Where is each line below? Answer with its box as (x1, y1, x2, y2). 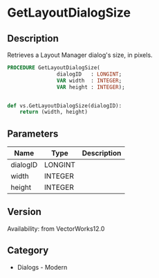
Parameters (7, 128, 59, 139)
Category (7, 245, 49, 257)
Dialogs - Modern (17, 263, 68, 271)
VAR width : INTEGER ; (56, 77, 122, 84)
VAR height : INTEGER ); (56, 83, 126, 91)
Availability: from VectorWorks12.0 (7, 224, 105, 233)
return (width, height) (19, 109, 88, 116)
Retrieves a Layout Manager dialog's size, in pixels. (7, 51, 153, 59)
